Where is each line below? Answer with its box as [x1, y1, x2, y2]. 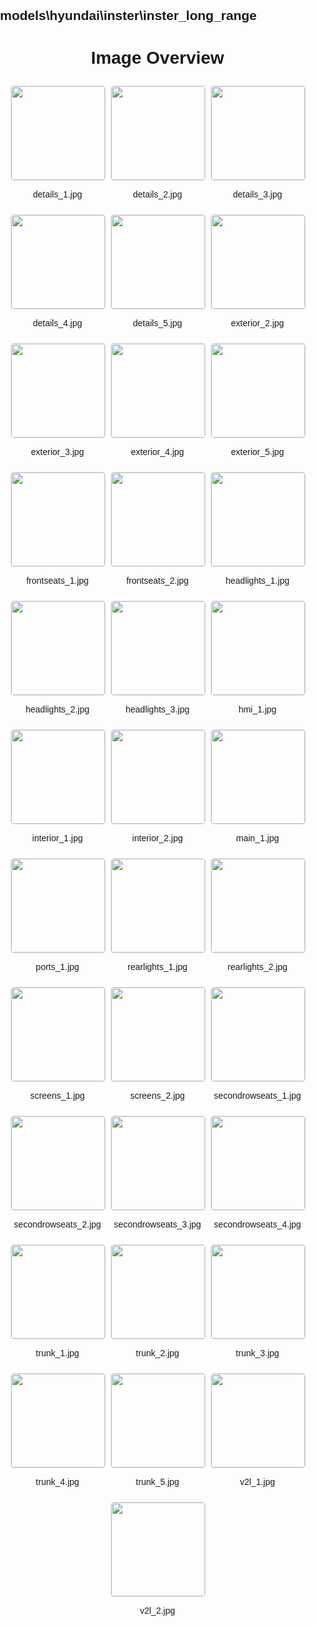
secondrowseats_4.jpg [213, 1219, 302, 1230]
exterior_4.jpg [130, 446, 185, 458]
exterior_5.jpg [230, 446, 285, 458]
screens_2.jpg [130, 1090, 185, 1102]
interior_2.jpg [131, 833, 184, 844]
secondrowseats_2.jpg [13, 1219, 102, 1230]
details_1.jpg [32, 189, 83, 200]
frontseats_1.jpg [26, 575, 89, 587]
